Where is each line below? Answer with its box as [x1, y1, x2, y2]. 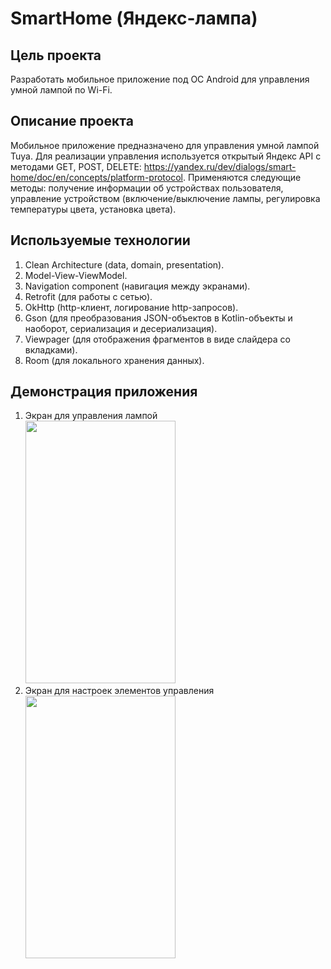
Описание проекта [10, 113, 134, 130]
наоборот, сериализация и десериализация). [24, 322, 218, 334]
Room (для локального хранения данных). [24, 354, 205, 366]
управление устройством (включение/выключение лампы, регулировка [10, 192, 321, 204]
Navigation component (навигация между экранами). [24, 280, 251, 292]
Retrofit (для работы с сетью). [24, 290, 153, 302]
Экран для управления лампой [24, 410, 158, 422]
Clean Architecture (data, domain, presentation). [24, 258, 225, 271]
